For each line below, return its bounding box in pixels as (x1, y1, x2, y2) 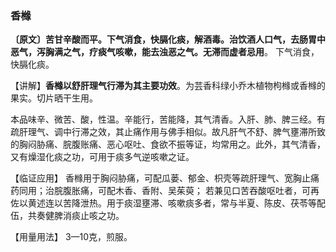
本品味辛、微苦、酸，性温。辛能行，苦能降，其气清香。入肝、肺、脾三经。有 (10, 113, 326, 126)
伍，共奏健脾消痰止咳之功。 (10, 210, 125, 222)
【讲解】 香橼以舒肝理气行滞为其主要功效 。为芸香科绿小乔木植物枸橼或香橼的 (10, 80, 326, 92)
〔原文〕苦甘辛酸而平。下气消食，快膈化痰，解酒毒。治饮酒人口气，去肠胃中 (10, 33, 326, 46)
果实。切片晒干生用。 (10, 92, 98, 104)
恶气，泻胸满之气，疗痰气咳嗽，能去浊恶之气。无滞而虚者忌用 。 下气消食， (10, 46, 320, 58)
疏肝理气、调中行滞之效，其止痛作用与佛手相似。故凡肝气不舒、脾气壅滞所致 (10, 126, 326, 138)
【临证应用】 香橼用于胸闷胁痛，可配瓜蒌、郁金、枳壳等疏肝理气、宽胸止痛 (10, 172, 320, 184)
